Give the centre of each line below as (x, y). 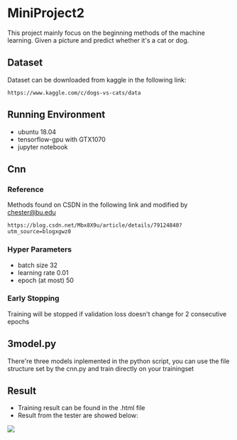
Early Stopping (33, 299)
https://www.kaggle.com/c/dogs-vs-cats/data (74, 93)
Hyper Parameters (40, 249)
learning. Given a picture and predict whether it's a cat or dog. (98, 40)
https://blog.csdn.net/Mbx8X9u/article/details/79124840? (95, 225)
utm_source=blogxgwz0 (39, 232)
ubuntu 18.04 (37, 132)
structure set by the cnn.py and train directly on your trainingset (101, 368)
